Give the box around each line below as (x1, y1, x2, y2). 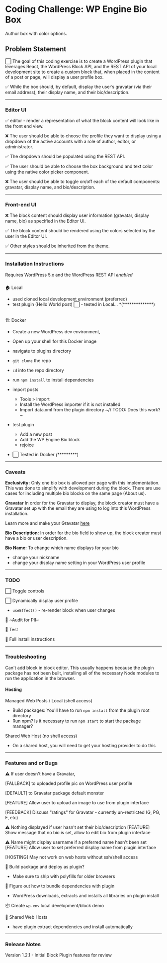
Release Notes (5, 941, 41, 948)
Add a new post (19, 431, 52, 437)
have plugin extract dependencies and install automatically (12, 924, 133, 930)
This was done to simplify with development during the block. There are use (5, 485, 161, 491)
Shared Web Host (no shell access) (5, 733, 78, 739)
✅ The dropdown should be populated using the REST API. (5, 153, 125, 160)
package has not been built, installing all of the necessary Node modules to (5, 670, 160, 676)
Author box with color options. (5, 30, 67, 36)
